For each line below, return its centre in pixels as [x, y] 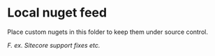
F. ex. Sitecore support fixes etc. [54, 45]
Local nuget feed [57, 13]
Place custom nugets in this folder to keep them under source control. [107, 32]
